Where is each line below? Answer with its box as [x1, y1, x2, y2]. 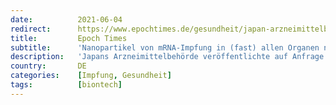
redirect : [10, 24, 52, 34]
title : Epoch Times [10, 33, 128, 43]
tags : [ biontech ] [10, 80, 123, 90]
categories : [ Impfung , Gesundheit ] [10, 71, 172, 81]
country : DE [10, 61, 87, 71]
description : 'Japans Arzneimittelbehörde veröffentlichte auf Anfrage [10, 52, 325, 62]
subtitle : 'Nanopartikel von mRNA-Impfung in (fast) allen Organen [10, 42, 320, 53]
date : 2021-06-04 [10, 14, 123, 25]
